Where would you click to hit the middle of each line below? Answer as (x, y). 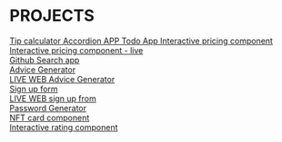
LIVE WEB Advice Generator (62, 79)
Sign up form (34, 89)
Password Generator (48, 108)
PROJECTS (52, 16)
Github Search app (45, 60)
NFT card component (50, 118)
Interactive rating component (64, 127)
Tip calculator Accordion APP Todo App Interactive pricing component (141, 41)
